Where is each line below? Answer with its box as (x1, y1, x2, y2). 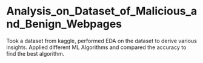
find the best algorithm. (6, 50, 65, 57)
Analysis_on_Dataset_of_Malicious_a (6, 4, 198, 18)
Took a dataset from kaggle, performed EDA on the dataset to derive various (6, 37, 197, 44)
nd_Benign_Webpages (6, 17, 122, 31)
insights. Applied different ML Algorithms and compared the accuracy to (6, 44, 187, 51)
